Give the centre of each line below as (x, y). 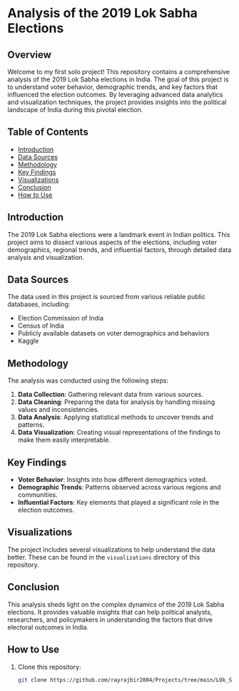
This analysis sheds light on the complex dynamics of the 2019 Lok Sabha (116, 604)
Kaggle (28, 341)
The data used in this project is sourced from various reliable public (106, 297)
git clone (32, 680)
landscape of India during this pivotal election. (75, 110)
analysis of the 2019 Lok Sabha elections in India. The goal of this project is (118, 79)
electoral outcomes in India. (48, 627)
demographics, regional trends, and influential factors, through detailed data (119, 249)
